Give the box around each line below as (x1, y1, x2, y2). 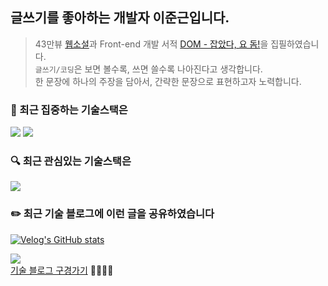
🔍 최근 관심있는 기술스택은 (10, 154, 132, 168)
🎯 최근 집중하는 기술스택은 (10, 103, 128, 117)
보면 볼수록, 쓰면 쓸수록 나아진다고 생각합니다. (84, 63, 263, 75)
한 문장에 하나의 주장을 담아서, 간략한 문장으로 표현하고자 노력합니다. (34, 75, 302, 87)
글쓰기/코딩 (34, 64, 75, 75)
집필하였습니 (270, 38, 320, 50)
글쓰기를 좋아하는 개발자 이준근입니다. (10, 9, 230, 27)
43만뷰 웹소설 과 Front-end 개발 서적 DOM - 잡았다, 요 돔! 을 (34, 38, 269, 50)
